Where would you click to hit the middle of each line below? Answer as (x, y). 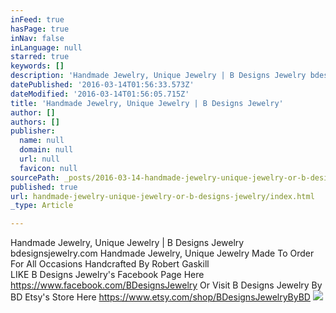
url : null (39, 159)
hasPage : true (40, 29)
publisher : (33, 131)
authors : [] (35, 122)
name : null (42, 141)
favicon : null (48, 168)
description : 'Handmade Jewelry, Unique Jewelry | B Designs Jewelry (158, 76)
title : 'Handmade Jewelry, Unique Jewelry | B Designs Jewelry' (147, 103)
